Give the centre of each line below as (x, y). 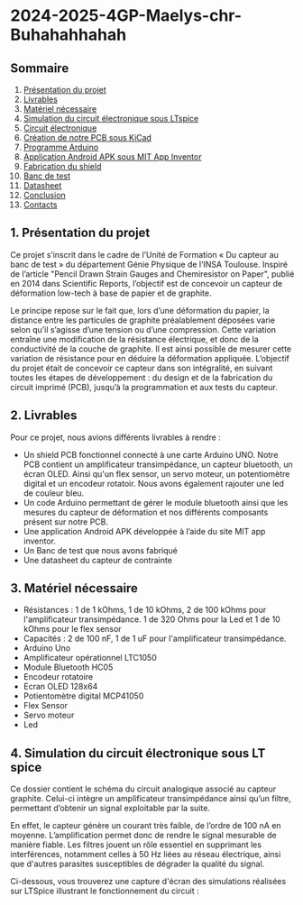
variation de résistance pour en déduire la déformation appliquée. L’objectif (150, 358)
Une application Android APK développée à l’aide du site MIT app (144, 531)
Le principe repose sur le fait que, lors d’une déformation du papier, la (140, 310)
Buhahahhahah (69, 35)
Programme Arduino (61, 147)
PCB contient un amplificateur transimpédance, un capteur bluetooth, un (158, 464)
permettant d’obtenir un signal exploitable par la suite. (110, 809)
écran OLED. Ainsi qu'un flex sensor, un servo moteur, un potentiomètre (156, 473)
